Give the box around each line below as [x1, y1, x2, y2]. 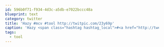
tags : [5, 30, 16, 35]
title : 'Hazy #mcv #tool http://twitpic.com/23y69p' [5, 21, 115, 26]
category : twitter [5, 16, 42, 21]
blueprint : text [5, 12, 38, 17]
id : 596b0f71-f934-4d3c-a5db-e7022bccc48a [5, 7, 93, 12]
